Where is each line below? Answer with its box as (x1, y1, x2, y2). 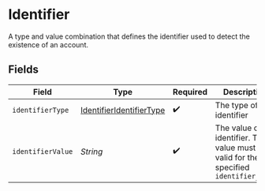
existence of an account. (8, 39, 89, 49)
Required (172, 86, 207, 97)
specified (215, 162, 250, 173)
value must (215, 142, 256, 153)
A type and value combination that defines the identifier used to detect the (8, 32, 250, 41)
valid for (215, 152, 246, 163)
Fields (8, 63, 39, 77)
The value (215, 122, 252, 133)
